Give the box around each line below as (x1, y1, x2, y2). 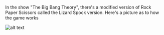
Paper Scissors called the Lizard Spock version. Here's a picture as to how (5, 9, 159, 15)
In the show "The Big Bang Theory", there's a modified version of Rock (5, 4, 151, 10)
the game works (5, 15, 39, 20)
